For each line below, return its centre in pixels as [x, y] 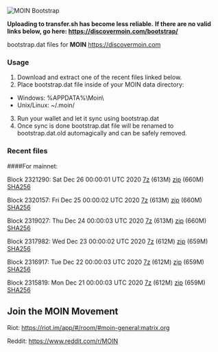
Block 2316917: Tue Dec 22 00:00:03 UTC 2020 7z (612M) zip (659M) [106, 262]
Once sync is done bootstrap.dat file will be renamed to [95, 126]
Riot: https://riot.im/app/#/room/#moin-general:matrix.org [88, 328]
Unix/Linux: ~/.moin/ [46, 105]
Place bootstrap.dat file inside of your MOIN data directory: [100, 85]
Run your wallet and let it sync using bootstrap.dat [88, 119]
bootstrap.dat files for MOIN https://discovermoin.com [84, 44]
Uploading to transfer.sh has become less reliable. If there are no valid [109, 24]
